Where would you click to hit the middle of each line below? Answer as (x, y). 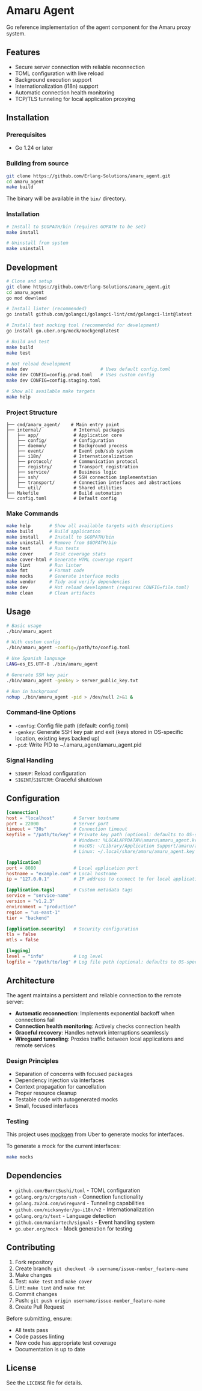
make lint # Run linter (44, 565)
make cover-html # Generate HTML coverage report (70, 560)
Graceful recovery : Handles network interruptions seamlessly (92, 1032)
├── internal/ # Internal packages (66, 430)
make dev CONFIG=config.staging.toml (54, 381)
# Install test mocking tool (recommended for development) (83, 325)
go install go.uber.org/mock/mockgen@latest (63, 331)
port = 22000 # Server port (58, 824)
